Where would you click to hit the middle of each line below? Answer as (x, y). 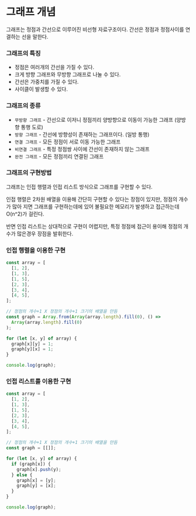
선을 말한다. (35, 36)
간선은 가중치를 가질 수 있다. (47, 82)
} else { (22, 475)
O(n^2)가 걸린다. (25, 214)
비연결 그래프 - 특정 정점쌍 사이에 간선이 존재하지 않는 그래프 (82, 149)
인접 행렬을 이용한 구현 (36, 250)
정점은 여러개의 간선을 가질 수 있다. (54, 67)
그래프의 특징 (23, 53)
